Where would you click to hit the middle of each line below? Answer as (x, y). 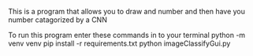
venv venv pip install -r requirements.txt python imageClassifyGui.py (119, 43)
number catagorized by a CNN (58, 20)
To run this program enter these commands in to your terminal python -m (127, 35)
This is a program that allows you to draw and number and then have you (127, 11)
